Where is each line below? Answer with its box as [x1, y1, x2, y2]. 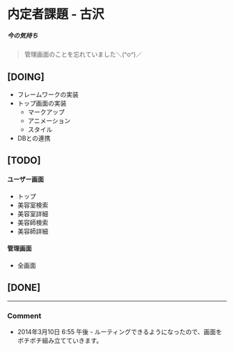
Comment [7, 310, 42, 320]
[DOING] [7, 71, 45, 83]
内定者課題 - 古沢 [7, 6, 104, 22]
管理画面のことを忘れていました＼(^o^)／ [24, 50, 143, 59]
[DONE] [7, 282, 40, 294]
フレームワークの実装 [17, 90, 79, 99]
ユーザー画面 [7, 175, 44, 183]
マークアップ [27, 108, 65, 116]
